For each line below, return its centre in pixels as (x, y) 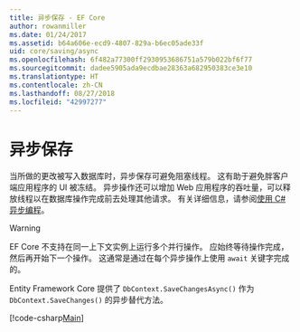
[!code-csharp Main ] (47, 318)
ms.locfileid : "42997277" (58, 102)
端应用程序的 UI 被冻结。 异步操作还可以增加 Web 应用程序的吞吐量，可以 (146, 187)
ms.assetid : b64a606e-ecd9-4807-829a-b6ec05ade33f (107, 43)
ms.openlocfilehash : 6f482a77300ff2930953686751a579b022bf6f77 (131, 60)
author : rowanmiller (48, 26)
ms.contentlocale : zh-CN (56, 85)
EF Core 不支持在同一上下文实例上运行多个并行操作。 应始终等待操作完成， (149, 247)
